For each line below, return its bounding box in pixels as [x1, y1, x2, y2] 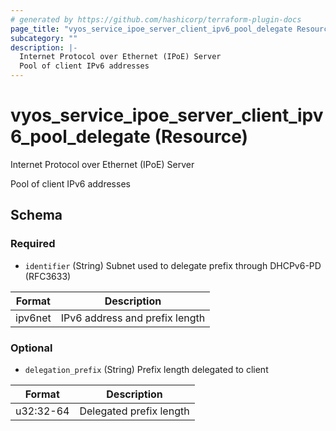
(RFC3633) [24, 270, 72, 282]
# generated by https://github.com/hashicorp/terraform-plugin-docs [10, 14, 302, 25]
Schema [10, 207, 63, 224]
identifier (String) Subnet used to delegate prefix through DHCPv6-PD [24, 259, 322, 271]
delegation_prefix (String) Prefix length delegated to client [24, 363, 269, 375]
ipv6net [15, 311, 52, 325]
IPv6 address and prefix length [60, 311, 206, 325]
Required [10, 237, 56, 251]
